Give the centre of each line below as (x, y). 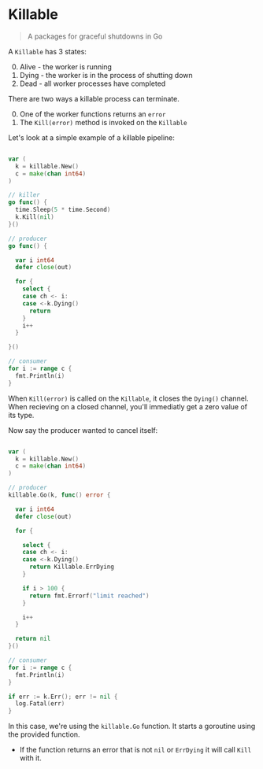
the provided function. (44, 734)
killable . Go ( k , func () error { (59, 495)
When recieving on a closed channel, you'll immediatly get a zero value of (128, 406)
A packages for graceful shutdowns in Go (95, 36)
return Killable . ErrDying (71, 567)
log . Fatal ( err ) (40, 704)
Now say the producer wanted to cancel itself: (83, 430)
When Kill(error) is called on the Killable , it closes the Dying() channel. (128, 398)
